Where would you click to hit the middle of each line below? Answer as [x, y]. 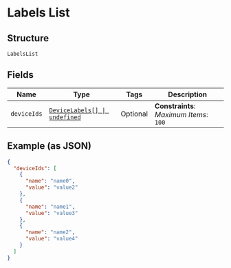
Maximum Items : [181, 114]
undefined [65, 117]
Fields [21, 75]
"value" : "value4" [52, 239]
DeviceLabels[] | [77, 110]
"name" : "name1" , [50, 207]
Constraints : [175, 106]
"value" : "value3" [52, 213]
